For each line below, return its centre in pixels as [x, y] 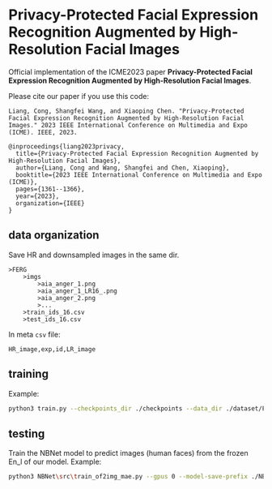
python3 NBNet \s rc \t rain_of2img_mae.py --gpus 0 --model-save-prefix [128, 477]
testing [27, 433]
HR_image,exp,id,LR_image [52, 349]
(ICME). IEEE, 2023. [43, 132]
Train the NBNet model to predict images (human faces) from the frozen [128, 453]
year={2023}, [38, 196]
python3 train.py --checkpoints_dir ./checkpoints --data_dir [115, 408]
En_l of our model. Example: [55, 462]
